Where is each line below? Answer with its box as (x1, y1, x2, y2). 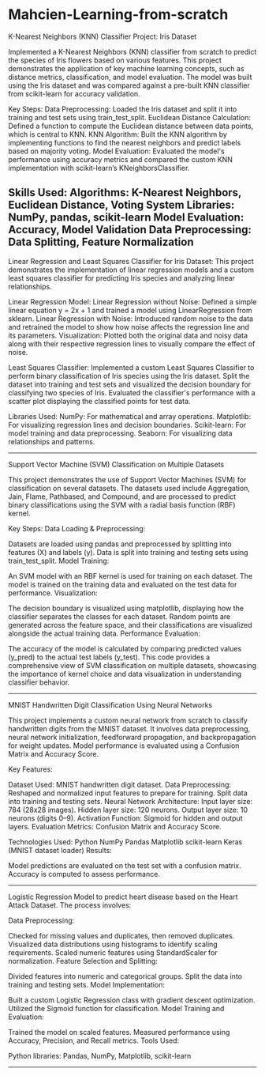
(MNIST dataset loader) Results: (8, 845, 112, 855)
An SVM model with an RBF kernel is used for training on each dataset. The (8, 571, 253, 580)
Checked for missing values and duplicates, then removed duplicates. (8, 931, 235, 940)
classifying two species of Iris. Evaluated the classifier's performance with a (8, 387, 256, 397)
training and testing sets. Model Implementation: (8, 980, 166, 989)
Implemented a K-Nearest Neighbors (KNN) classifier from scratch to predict (8, 47, 257, 56)
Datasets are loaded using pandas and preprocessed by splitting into (8, 539, 233, 549)
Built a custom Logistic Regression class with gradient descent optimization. (8, 995, 256, 1005)
